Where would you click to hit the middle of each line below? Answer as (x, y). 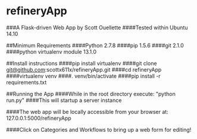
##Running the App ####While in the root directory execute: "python (91, 94)
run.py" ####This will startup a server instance (64, 100)
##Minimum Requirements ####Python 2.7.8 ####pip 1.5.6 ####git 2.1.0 (95, 45)
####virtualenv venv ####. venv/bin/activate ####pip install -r (83, 76)
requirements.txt (26, 82)
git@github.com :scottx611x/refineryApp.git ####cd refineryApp (84, 69)
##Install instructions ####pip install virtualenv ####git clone (82, 63)
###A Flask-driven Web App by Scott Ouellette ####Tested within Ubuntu (97, 27)
